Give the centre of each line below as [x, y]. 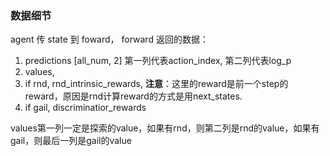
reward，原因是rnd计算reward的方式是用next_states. [133, 96]
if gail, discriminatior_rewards [85, 108]
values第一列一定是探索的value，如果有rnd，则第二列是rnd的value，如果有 [165, 128]
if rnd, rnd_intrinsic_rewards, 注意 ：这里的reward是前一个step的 [156, 84]
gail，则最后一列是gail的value [71, 141]
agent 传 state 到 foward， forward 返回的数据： [109, 39]
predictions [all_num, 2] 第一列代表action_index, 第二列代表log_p [158, 61]
